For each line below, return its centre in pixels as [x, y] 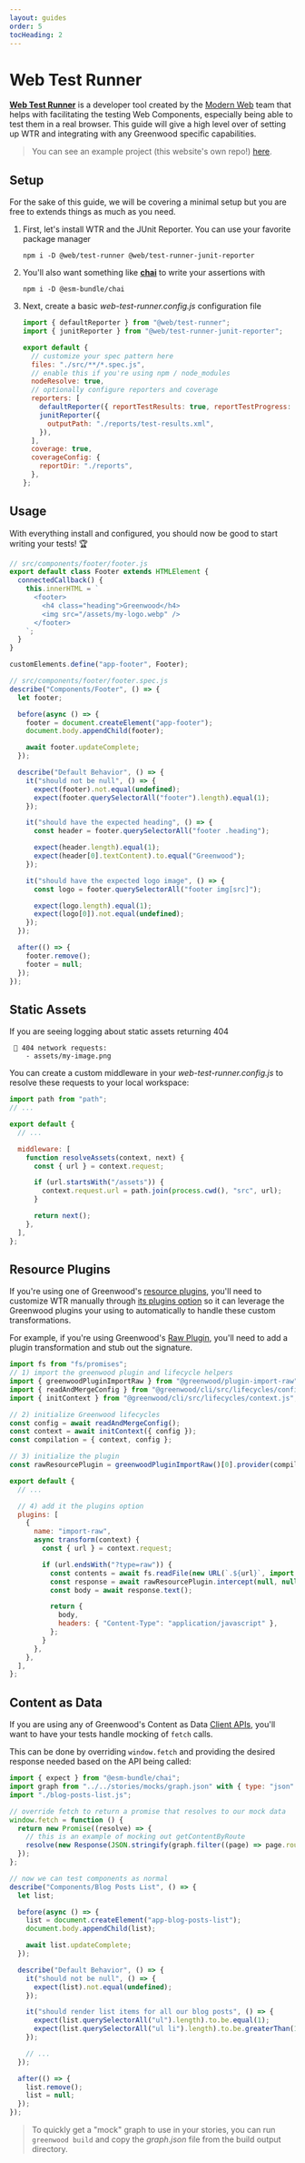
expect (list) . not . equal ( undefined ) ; [103, 1987]
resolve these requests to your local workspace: [99, 1082]
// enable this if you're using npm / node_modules [131, 373]
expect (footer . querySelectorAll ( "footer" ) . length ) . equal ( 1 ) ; [152, 798]
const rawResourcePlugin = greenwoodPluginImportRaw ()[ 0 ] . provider [140, 1465]
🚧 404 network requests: [60, 1048]
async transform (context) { [87, 1540]
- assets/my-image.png [69, 1056]
